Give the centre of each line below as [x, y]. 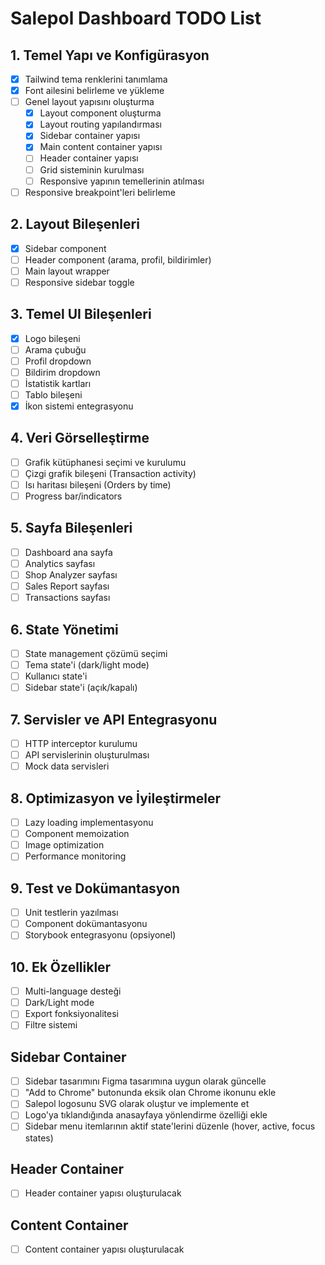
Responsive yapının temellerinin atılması [122, 181]
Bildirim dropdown [62, 372]
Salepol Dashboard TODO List [136, 18]
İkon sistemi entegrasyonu [79, 406]
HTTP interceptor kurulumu [81, 744]
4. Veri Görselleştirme [80, 438]
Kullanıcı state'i [56, 676]
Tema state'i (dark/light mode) [87, 665]
